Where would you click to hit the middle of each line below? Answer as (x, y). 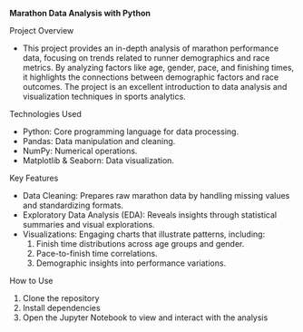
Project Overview (42, 30)
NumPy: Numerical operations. (80, 151)
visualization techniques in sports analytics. (104, 96)
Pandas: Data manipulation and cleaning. (99, 141)
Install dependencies (62, 308)
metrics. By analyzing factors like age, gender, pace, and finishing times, (158, 68)
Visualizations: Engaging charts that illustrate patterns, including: (144, 234)
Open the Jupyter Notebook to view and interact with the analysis (145, 317)
